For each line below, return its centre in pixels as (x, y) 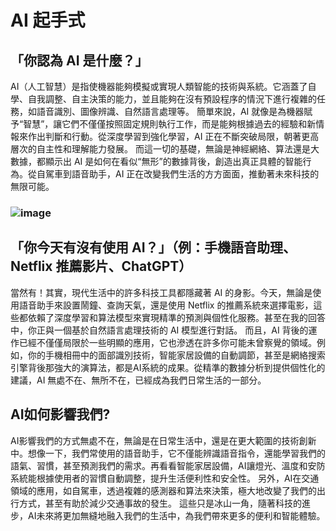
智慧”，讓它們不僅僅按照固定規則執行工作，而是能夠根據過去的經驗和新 (170, 124)
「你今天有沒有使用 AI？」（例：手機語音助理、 (153, 247)
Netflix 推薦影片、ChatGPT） (101, 266)
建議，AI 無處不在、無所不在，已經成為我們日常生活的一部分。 (138, 380)
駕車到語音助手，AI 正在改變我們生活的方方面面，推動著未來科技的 (182, 174)
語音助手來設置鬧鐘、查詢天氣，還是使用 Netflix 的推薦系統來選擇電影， (166, 305)
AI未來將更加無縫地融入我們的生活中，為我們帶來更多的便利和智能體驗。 (176, 515)
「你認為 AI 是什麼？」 (79, 60)
